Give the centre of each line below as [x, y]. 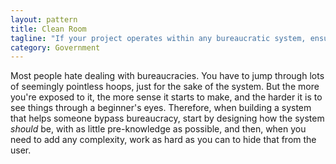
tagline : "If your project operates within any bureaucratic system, [158, 38]
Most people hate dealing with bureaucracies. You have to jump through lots [167, 76]
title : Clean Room [48, 29]
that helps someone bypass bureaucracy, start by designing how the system [167, 118]
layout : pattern [44, 19]
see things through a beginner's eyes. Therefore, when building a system [161, 108]
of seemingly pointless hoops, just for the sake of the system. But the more [165, 87]
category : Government [55, 47]
